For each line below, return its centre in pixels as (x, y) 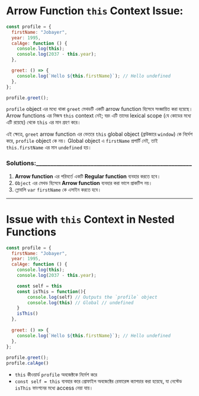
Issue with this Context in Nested (90, 219)
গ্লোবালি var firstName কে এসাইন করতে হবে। (58, 189)
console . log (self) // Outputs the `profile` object (93, 297)
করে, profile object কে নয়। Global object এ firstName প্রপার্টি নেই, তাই (82, 141)
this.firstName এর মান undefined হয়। (49, 148)
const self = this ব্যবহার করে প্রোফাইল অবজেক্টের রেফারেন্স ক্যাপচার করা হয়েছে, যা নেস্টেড (98, 381)
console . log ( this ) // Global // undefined (81, 303)
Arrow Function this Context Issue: (95, 11)
